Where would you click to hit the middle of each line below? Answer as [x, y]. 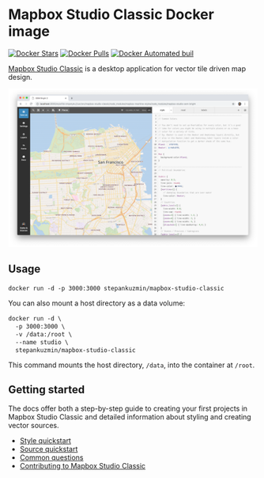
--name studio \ [42, 342]
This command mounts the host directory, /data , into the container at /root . [132, 365]
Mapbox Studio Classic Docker [111, 15]
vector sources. [34, 426]
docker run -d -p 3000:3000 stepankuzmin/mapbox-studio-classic [116, 288]
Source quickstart [49, 450]
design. [21, 77]
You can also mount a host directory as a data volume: [97, 303]
